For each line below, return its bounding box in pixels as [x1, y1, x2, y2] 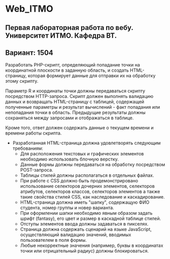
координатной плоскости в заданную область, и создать [5, 67, 129, 74]
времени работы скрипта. [5, 130, 62, 136]
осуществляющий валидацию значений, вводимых [20, 232, 131, 238]
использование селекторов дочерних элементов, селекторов [20, 183, 155, 189]
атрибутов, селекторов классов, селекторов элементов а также [20, 188, 160, 195]
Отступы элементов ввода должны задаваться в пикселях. [20, 221, 149, 227]
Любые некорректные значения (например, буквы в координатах [20, 242, 163, 249]
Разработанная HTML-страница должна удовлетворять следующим [12, 140, 161, 146]
